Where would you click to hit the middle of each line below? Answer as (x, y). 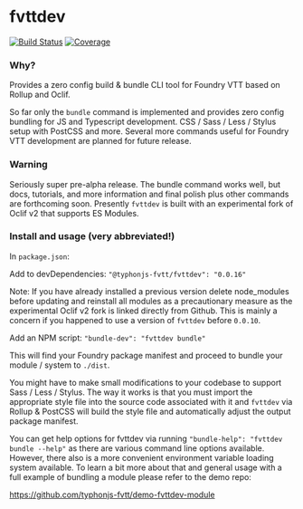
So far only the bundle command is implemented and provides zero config (147, 112)
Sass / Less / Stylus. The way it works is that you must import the (131, 392)
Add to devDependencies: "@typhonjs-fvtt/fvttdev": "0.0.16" (128, 274)
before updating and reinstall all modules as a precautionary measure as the (151, 301)
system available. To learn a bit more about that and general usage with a (146, 467)
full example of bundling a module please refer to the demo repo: (130, 476)
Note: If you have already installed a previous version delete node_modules (149, 291)
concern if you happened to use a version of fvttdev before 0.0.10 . (135, 320)
